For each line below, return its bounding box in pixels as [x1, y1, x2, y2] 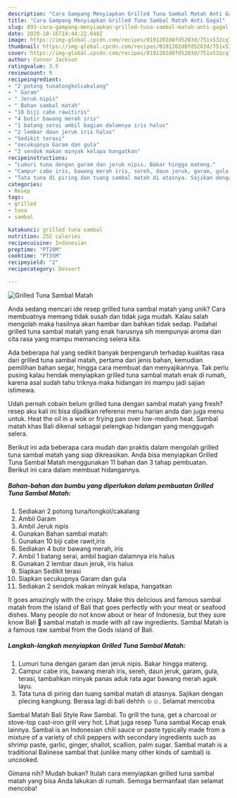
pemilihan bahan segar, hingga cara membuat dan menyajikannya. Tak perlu [8, 363, 229, 372]
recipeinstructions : [8, 154, 69, 162]
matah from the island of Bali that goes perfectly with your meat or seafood [8, 603, 226, 611]
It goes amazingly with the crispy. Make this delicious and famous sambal [8, 595, 222, 603]
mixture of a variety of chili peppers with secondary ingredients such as [8, 732, 217, 741]
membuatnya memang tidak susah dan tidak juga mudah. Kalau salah [8, 312, 209, 321]
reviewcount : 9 [8, 69, 53, 76]
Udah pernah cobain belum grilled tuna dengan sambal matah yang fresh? [8, 399, 224, 407]
